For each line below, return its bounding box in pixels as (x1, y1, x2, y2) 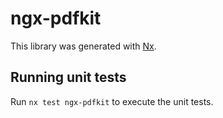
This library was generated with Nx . (10, 40, 157, 52)
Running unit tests (10, 69, 127, 86)
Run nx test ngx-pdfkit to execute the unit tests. (10, 95, 214, 107)
